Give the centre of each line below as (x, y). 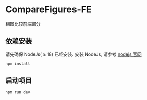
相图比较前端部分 (23, 24)
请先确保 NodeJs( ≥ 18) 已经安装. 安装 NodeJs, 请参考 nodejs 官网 (73, 54)
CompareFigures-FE (48, 9)
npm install (18, 64)
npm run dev (18, 92)
